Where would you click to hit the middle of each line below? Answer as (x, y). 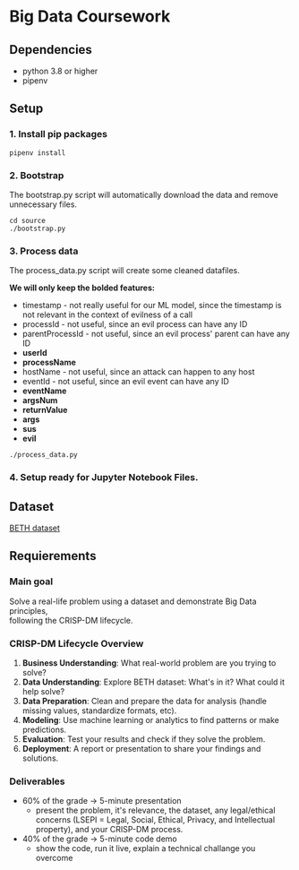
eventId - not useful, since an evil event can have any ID (126, 382)
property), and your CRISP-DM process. (109, 830)
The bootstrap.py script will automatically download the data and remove (144, 194)
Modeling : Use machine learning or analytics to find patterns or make (150, 720)
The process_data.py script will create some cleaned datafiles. (124, 271)
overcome (54, 858)
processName (49, 362)
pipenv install (38, 153)
